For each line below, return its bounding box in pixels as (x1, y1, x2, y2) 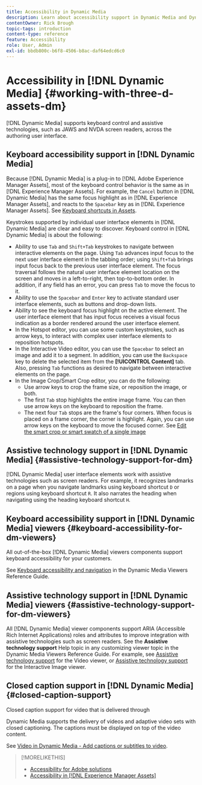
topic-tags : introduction (6, 25, 71, 32)
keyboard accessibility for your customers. (6, 555, 112, 562)
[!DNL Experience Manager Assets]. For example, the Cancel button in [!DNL (6, 188, 195, 195)
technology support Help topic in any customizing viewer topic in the (6, 644, 179, 651)
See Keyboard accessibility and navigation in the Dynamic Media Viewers (6, 566, 188, 574)
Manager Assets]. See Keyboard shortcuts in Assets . (6, 207, 137, 214)
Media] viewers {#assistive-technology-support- (6, 599, 195, 610)
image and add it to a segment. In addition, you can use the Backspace (14, 351, 188, 358)
